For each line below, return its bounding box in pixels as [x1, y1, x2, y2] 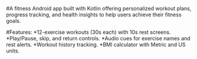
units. [6, 47, 19, 54]
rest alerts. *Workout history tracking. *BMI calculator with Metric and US [6, 41, 186, 48]
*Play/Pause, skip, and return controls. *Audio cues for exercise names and [6, 35, 191, 41]
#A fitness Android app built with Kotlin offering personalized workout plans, [6, 5, 192, 12]
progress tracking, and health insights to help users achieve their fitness [6, 11, 182, 18]
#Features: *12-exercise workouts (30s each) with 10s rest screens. [6, 29, 171, 36]
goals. [6, 18, 21, 24]
